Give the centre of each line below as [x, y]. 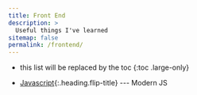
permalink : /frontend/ [46, 45]
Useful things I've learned [62, 30]
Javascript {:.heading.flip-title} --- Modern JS [94, 83]
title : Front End [37, 15]
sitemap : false [33, 38]
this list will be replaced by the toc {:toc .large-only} [104, 67]
